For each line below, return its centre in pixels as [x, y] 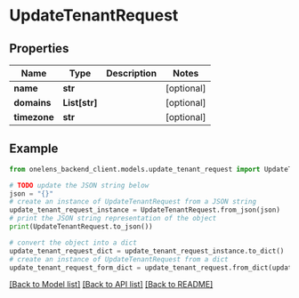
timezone [34, 117]
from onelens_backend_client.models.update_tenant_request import [135, 169]
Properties [39, 48]
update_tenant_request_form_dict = [75, 268]
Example [34, 149]
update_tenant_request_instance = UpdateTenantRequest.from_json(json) [145, 210]
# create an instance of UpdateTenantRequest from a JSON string [133, 202]
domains [32, 103]
